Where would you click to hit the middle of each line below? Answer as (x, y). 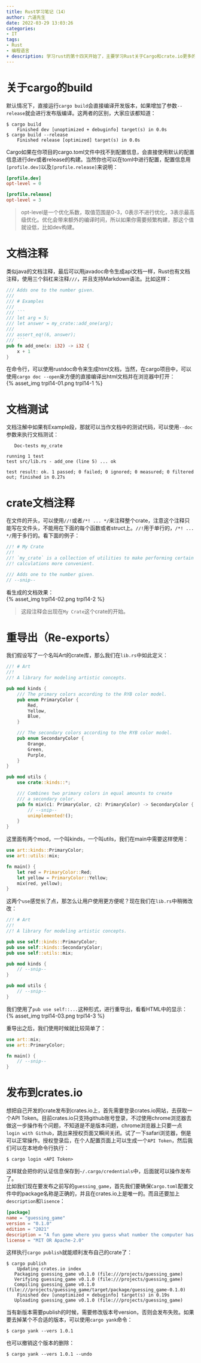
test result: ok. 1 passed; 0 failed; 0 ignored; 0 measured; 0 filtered (100, 472)
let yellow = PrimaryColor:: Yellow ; (63, 878)
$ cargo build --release (37, 135)
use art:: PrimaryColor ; (36, 1045)
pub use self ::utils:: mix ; (40, 953)
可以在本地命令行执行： (40, 1148)
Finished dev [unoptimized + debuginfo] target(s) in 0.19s (93, 1295)
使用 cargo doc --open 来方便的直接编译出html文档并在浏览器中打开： (91, 377)
